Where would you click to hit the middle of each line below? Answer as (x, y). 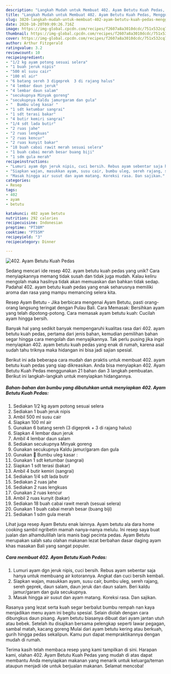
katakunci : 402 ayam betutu (36, 213)
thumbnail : (17, 34)
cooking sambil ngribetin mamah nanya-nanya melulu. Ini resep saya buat (83, 529)
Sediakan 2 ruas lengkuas (40, 487)
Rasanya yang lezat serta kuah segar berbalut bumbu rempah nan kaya (80, 607)
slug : (11, 19)
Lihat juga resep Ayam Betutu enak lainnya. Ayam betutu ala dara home (80, 524)
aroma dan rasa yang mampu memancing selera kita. (61, 292)
